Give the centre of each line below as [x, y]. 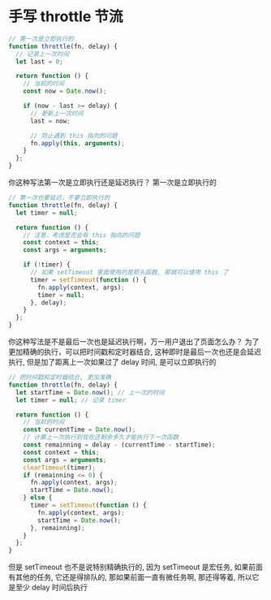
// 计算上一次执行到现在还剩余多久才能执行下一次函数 [101, 438]
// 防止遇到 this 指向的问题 [73, 136]
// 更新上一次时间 [56, 113]
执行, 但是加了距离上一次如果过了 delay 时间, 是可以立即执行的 [112, 362]
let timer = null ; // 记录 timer [71, 400]
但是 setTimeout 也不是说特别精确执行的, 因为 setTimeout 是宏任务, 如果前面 [136, 567]
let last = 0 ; [39, 62]
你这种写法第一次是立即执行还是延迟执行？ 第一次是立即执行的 [112, 183]
